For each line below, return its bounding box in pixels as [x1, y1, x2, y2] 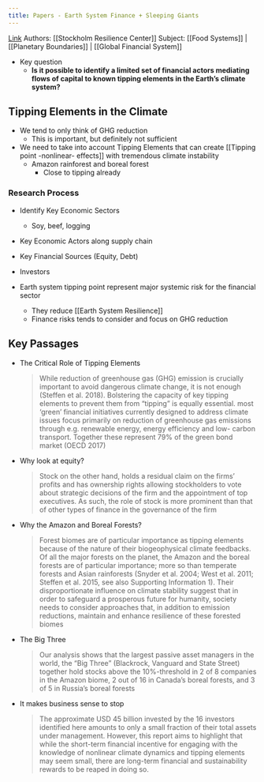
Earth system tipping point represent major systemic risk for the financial [19, 282, 256, 291]
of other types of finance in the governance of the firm [39, 505, 217, 514]
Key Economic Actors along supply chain [19, 236, 153, 246]
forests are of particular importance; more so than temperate [39, 560, 237, 570]
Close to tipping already [43, 167, 121, 178]
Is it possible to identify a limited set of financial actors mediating [31, 65, 250, 75]
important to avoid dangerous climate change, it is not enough [39, 382, 242, 391]
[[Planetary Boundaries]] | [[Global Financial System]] [8, 41, 183, 51]
